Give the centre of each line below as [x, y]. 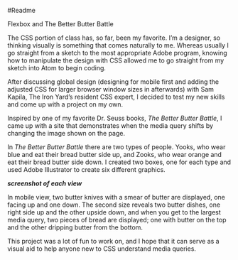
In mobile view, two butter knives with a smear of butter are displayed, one [116, 197]
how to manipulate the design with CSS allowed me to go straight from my [116, 60]
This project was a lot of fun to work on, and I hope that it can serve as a [113, 241]
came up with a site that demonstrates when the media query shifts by [110, 126]
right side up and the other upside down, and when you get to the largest [114, 212]
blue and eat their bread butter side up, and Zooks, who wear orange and [115, 155]
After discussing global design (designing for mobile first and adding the [113, 82]
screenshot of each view [45, 183]
